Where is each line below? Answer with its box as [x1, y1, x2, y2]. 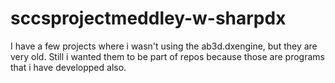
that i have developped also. [10, 61, 127, 73]
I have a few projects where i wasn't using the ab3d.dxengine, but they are [10, 40, 318, 52]
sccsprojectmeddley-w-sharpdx [10, 7, 287, 30]
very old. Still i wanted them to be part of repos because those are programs [10, 50, 325, 62]
